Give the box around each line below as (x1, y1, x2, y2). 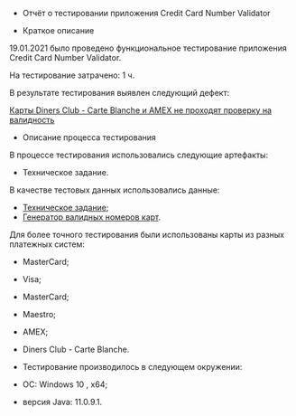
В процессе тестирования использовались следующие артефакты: (9, 149, 269, 160)
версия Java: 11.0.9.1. (22, 397, 103, 407)
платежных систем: (9, 239, 86, 250)
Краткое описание (22, 25, 95, 35)
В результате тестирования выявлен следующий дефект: (9, 88, 230, 98)
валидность (9, 115, 55, 125)
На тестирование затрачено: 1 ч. (9, 70, 135, 80)
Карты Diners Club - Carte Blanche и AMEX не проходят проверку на (9, 105, 273, 116)
